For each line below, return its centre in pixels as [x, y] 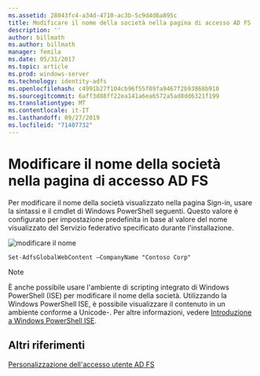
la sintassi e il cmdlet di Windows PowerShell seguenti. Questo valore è [123, 211]
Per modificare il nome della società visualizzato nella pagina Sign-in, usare [130, 202]
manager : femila [35, 52]
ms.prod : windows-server [49, 74]
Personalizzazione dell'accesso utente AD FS [81, 364]
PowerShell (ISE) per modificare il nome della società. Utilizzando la [118, 295]
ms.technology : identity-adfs [58, 81]
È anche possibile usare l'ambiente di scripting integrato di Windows [119, 287]
